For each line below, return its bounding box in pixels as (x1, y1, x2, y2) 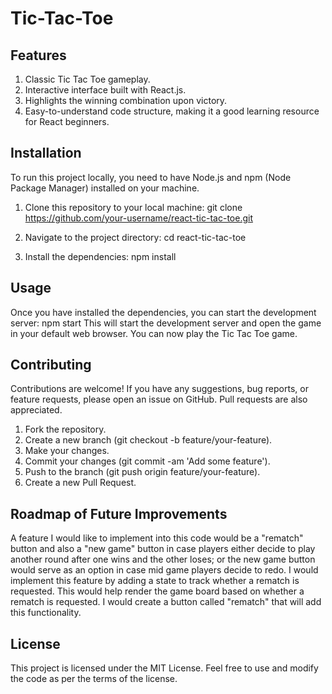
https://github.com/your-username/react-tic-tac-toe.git (24, 212, 253, 224)
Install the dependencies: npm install (24, 250, 177, 262)
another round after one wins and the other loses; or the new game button (10, 553, 316, 566)
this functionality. (10, 607, 82, 619)
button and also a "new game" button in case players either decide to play (10, 543, 316, 555)
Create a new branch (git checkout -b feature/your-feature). (24, 434, 273, 446)
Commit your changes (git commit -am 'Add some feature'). (24, 455, 271, 467)
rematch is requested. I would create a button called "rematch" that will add (10, 596, 322, 608)
